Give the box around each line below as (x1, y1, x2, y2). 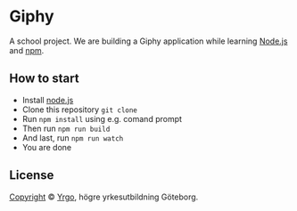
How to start (9, 71, 79, 86)
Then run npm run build (21, 123, 111, 134)
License (9, 167, 54, 183)
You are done (21, 142, 72, 152)
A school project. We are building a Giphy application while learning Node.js (9, 36, 288, 46)
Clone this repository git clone (21, 104, 138, 115)
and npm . (9, 45, 45, 55)
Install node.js (21, 94, 74, 105)
